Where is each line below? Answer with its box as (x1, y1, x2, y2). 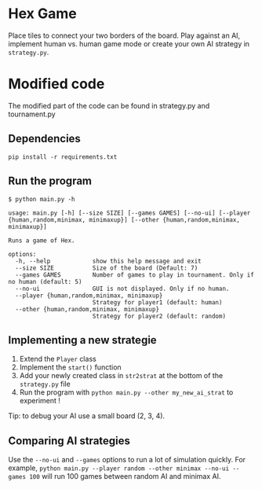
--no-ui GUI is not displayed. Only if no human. (15, 285, 230, 292)
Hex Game (8, 5, 77, 23)
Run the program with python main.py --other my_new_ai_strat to (19, 388, 234, 397)
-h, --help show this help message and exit (15, 257, 202, 265)
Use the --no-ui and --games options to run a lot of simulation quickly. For (8, 455, 246, 465)
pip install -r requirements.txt (8, 153, 118, 161)
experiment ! (19, 396, 61, 406)
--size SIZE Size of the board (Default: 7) (15, 264, 198, 272)
